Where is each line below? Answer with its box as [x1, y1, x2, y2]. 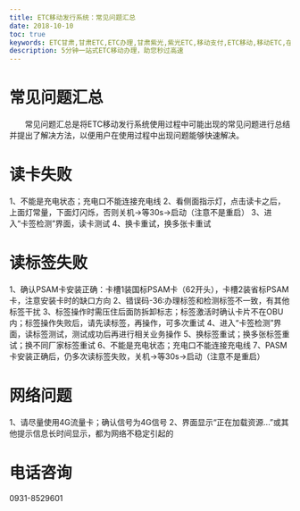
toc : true [9, 29, 46, 38]
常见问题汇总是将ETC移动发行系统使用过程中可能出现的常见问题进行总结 [25, 119, 291, 130]
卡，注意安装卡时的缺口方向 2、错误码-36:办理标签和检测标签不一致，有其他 [9, 295, 290, 306]
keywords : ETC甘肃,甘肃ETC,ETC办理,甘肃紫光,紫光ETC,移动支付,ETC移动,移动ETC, [9, 38, 287, 47]
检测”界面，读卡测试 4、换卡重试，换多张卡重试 [36, 218, 212, 229]
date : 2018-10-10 [9, 21, 74, 30]
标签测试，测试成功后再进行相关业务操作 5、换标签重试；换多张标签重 [32, 328, 290, 339]
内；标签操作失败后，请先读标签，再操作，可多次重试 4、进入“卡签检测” [9, 317, 274, 328]
